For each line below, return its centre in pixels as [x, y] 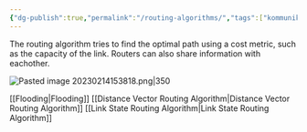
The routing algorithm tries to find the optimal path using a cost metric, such [153, 44]
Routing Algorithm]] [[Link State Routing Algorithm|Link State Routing [139, 108]
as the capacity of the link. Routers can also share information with [135, 53]
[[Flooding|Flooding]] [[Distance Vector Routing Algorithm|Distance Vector [150, 98]
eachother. [30, 63]
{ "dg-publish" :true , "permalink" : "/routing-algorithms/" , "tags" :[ [136, 18]
